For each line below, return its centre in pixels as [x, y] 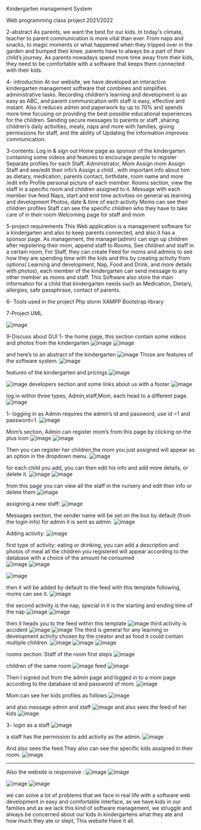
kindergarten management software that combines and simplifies [86, 88]
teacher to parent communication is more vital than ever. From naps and [95, 38]
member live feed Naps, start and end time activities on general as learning [99, 195]
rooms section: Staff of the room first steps [59, 654]
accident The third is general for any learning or [88, 630]
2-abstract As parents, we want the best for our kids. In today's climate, [95, 32]
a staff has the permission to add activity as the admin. [74, 737]
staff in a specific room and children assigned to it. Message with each [93, 189]
